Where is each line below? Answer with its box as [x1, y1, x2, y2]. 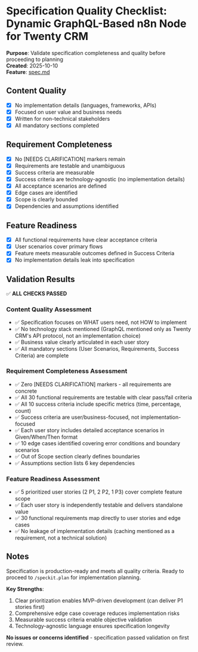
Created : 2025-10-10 [6, 62, 58, 69]
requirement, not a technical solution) [14, 534, 107, 541]
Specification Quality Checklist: [6, 4, 167, 18]
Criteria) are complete [14, 352, 69, 359]
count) [14, 407, 32, 414]
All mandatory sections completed [14, 121, 100, 129]
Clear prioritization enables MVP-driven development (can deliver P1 [14, 596, 183, 604]
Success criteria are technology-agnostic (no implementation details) [14, 176, 185, 183]
